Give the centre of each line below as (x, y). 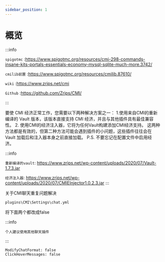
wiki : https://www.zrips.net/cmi (37, 83)
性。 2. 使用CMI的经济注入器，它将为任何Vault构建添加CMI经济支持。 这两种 (82, 125)
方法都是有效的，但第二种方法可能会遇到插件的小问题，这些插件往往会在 (78, 131)
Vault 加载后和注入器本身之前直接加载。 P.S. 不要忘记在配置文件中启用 (76, 137)
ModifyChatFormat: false (31, 250)
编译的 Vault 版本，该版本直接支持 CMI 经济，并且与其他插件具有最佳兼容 (79, 119)
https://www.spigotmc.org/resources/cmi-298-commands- (85, 59)
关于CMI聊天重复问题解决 (31, 193)
